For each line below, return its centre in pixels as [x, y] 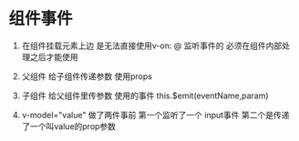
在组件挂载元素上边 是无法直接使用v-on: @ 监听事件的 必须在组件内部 [152, 45]
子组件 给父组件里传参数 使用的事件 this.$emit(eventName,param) [145, 96]
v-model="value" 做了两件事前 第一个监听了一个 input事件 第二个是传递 [155, 115]
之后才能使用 [54, 56]
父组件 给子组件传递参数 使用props [87, 76]
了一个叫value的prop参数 [68, 126]
